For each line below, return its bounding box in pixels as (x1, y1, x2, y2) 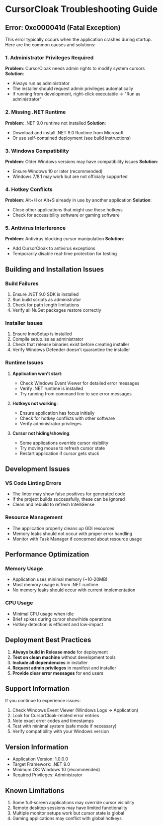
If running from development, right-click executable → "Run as (12, 91, 141, 97)
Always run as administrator (12, 81, 70, 87)
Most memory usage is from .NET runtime (12, 582, 98, 588)
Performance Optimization (5, 551, 89, 559)
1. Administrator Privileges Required (5, 54, 94, 61)
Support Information (5, 684, 70, 693)
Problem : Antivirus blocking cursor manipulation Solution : (5, 236, 124, 242)
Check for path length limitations (12, 302, 80, 308)
